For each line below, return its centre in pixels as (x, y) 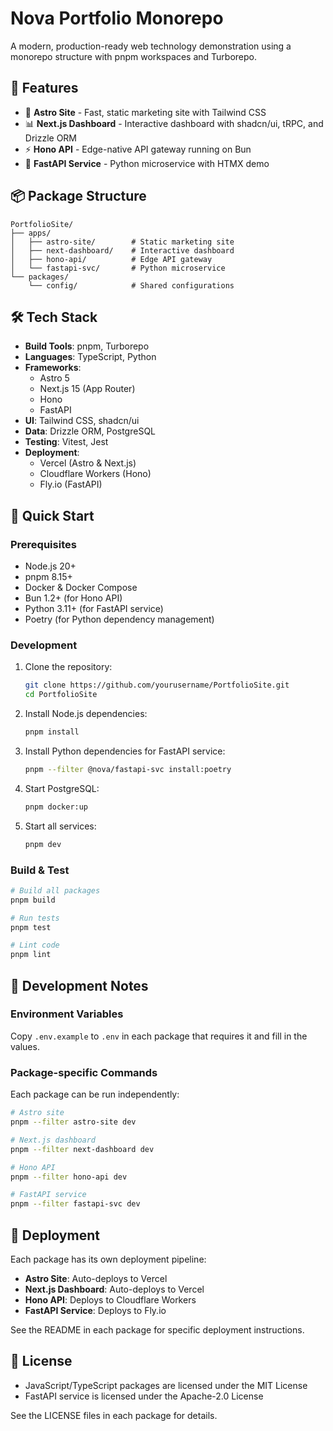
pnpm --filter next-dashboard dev (82, 1149)
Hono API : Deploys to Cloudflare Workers (110, 1299)
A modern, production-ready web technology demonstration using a (151, 46)
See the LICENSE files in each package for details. (114, 1415)
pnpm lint (31, 955)
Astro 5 (54, 378)
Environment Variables (67, 1014)
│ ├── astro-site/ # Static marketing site (122, 242)
